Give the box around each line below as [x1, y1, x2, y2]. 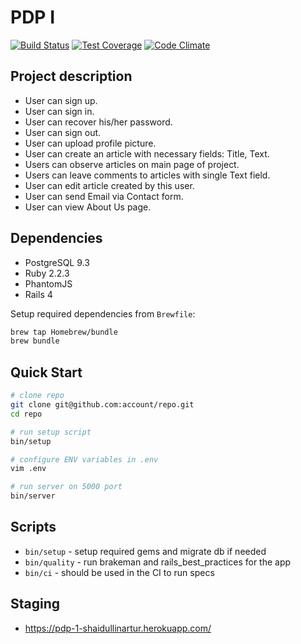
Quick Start [10, 364, 83, 381]
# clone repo [10, 391, 65, 401]
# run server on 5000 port [10, 482, 123, 492]
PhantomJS [24, 277, 73, 290]
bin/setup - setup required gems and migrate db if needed [24, 545, 267, 557]
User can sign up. [24, 94, 98, 106]
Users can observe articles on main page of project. [24, 158, 240, 170]
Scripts [10, 519, 57, 536]
